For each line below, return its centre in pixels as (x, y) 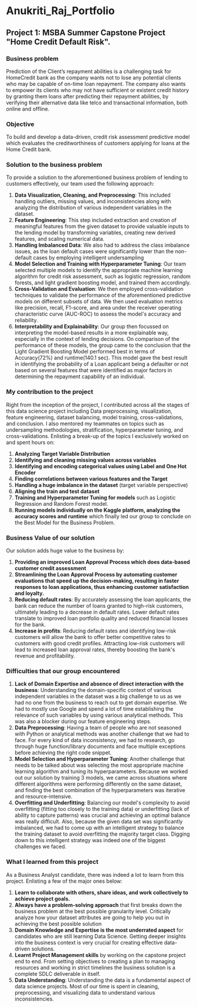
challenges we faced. (40, 847)
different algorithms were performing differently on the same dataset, (98, 784)
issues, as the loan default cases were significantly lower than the (94, 251)
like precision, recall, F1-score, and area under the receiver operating (98, 308)
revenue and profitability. (45, 656)
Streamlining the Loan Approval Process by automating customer (96, 575)
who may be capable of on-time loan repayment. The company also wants (96, 84)
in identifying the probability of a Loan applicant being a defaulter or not (101, 364)
